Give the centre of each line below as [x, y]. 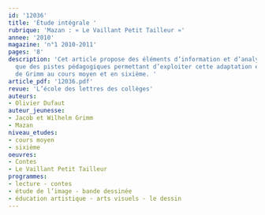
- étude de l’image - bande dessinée [70, 191]
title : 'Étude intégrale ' [52, 23]
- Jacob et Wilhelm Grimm [50, 118]
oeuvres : [22, 154]
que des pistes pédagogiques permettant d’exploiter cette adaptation [134, 67]
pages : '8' [26, 52]
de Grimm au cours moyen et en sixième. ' [86, 74]
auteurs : [22, 96]
